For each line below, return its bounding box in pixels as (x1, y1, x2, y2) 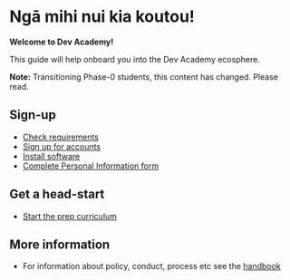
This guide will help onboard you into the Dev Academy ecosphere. (9, 53, 260, 64)
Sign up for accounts (22, 140, 101, 151)
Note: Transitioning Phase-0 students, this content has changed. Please (9, 71, 279, 82)
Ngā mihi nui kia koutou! (9, 6, 195, 27)
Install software (22, 150, 81, 161)
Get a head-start (9, 187, 105, 202)
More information (9, 237, 111, 252)
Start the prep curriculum (22, 210, 118, 221)
